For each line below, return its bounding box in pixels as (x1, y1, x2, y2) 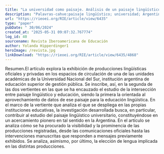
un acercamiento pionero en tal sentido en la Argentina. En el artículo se (5, 117, 150, 123)
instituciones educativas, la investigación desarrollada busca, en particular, (5, 107, 156, 113)
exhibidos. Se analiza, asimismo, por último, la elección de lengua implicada (5, 138, 158, 144)
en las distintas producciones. (5, 143, 65, 149)
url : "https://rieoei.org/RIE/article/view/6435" (5, 16, 108, 21)
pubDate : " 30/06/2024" (5, 25, 54, 30)
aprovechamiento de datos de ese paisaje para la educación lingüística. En (5, 97, 155, 103)
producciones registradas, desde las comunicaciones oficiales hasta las (5, 128, 150, 134)
